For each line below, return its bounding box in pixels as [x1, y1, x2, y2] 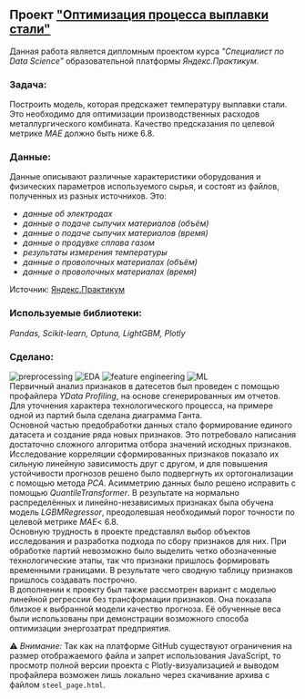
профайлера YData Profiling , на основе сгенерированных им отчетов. [9, 391, 280, 401]
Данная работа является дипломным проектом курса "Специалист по [9, 46, 285, 57]
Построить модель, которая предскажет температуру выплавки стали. [9, 99, 288, 110]
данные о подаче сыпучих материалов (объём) [22, 218, 209, 229]
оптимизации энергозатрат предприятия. [9, 623, 171, 633]
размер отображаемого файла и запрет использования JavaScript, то [9, 651, 281, 661]
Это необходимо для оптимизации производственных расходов [9, 108, 260, 119]
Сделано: [9, 350, 55, 363]
